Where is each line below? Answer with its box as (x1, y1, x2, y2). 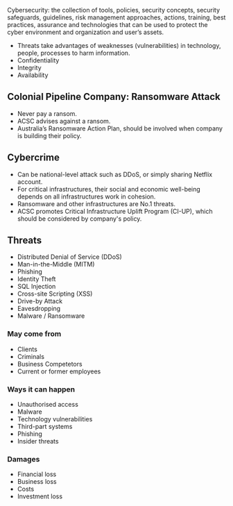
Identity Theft (17, 275, 56, 283)
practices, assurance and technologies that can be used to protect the (7, 21, 208, 28)
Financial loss (17, 470, 57, 478)
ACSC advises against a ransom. (17, 117, 111, 125)
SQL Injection (17, 282, 56, 291)
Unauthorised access (17, 400, 78, 409)
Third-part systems (17, 423, 73, 431)
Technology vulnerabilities (17, 415, 93, 423)
